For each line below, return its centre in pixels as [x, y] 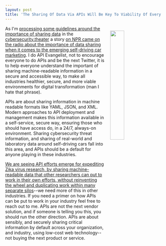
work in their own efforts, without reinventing [51, 180]
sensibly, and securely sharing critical [44, 222]
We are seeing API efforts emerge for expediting [55, 164]
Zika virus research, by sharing [37, 169]
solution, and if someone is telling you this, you [53, 211]
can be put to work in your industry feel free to [53, 201]
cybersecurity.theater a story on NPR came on [53, 39]
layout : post [19, 10]
